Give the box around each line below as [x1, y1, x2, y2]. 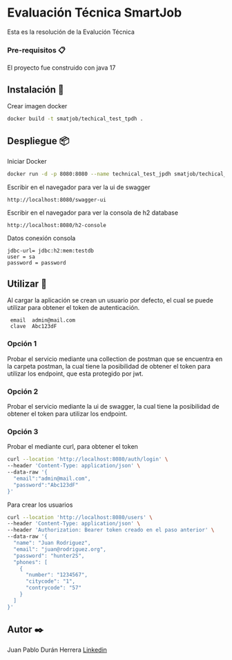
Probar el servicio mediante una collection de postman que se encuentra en [7, 354, 223, 363]
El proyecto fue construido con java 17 [7, 64, 116, 72]
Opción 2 [7, 387, 39, 396]
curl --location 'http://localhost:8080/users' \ [7, 514, 153, 521]
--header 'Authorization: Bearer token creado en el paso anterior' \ [7, 527, 215, 534]
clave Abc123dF [10, 323, 57, 330]
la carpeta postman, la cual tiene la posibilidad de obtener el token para [7, 362, 211, 370]
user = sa [7, 253, 36, 260]
